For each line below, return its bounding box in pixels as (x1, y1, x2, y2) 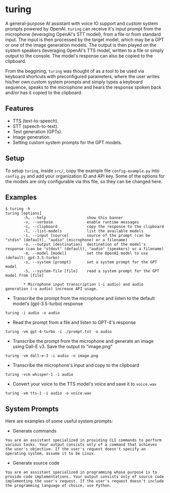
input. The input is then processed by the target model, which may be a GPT (5, 37, 164, 43)
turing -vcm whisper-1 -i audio (5, 372, 73, 377)
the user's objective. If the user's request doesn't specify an (5, 447, 146, 452)
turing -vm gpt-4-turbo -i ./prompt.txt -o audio (5, 329, 112, 335)
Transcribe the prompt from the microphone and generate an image (12, 338, 154, 344)
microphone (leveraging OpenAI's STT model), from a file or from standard (5, 31, 161, 37)
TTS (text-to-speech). (12, 118, 59, 124)
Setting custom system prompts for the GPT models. (12, 139, 122, 145)
